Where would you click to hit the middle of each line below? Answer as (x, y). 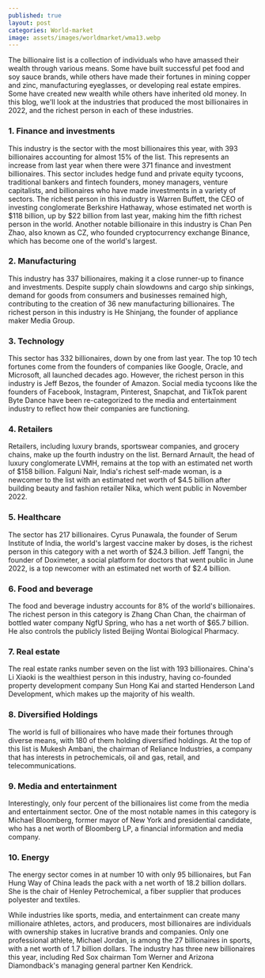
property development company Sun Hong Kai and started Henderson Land (132, 686)
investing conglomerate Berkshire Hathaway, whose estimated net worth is (130, 207)
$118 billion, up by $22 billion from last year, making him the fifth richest (125, 215)
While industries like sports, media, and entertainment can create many (124, 915)
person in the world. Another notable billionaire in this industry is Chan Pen (130, 224)
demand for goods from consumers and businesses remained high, (118, 295)
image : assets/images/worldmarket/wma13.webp (84, 38)
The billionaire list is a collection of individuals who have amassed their (124, 60)
